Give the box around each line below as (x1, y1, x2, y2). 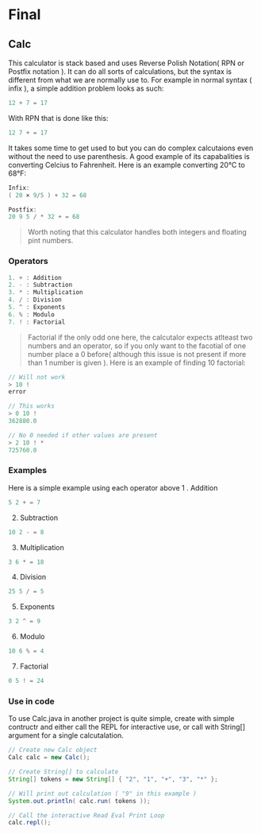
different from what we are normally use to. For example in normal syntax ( (8, 76, 252, 84)
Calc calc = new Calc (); (8, 754, 90, 762)
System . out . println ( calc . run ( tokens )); (8, 797, 151, 805)
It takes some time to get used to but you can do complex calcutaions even (8, 143, 254, 153)
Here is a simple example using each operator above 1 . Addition (8, 483, 218, 492)
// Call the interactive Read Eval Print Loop (8, 811, 165, 820)
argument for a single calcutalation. (8, 731, 125, 740)
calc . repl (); (8, 819, 52, 827)
